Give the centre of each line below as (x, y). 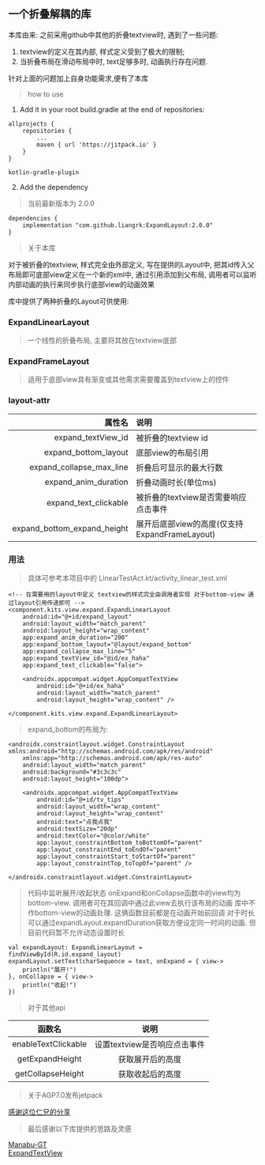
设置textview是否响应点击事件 (149, 1044)
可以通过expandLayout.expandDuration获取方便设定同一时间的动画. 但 (142, 923)
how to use (46, 94)
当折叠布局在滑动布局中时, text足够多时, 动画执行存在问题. (114, 61)
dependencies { (33, 218)
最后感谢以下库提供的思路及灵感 (79, 1129)
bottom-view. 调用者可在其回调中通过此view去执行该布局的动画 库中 (138, 903)
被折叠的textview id (172, 437)
